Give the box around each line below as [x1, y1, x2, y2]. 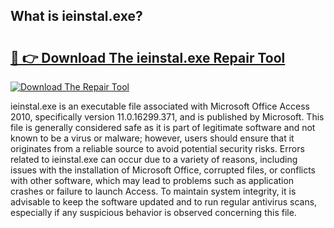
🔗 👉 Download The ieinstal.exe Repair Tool [10, 49, 286, 66]
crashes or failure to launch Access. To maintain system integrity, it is [10, 185, 297, 197]
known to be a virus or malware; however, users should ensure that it [10, 132, 295, 144]
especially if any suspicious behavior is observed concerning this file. [10, 207, 297, 218]
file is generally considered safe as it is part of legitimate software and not [10, 122, 316, 133]
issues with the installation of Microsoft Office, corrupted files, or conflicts [10, 164, 317, 176]
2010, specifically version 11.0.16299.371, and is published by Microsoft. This [10, 111, 325, 123]
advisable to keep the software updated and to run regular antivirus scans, [10, 196, 318, 208]
